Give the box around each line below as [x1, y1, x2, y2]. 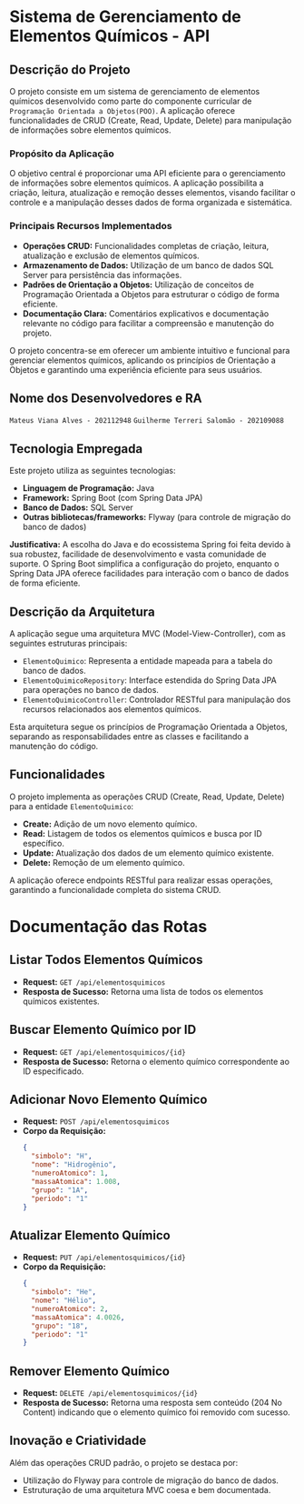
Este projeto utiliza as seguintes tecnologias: [9, 466, 176, 476]
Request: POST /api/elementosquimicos [22, 1116, 170, 1127]
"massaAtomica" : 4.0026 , [31, 1312, 125, 1322]
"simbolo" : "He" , [31, 1288, 97, 1297]
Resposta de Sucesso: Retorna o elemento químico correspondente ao [22, 1056, 290, 1067]
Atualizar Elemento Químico [9, 1228, 171, 1243]
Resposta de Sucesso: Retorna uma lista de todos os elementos [22, 986, 264, 997]
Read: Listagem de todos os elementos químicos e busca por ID [22, 827, 263, 838]
